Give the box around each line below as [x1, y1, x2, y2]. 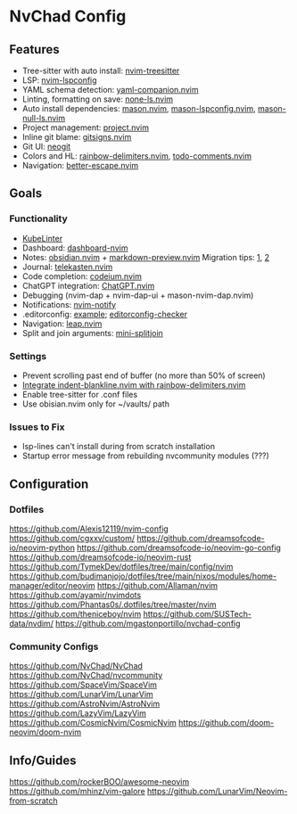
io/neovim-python [9, 542, 76, 553]
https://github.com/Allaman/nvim [96, 580, 219, 590]
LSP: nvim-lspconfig [21, 75, 97, 86]
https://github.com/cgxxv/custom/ [9, 532, 136, 543]
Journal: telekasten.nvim [21, 261, 113, 272]
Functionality [9, 212, 69, 225]
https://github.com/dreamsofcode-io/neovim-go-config [77, 542, 281, 553]
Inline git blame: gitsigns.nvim [21, 132, 132, 142]
